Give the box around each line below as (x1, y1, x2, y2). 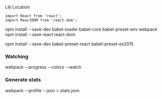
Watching (5, 53, 29, 60)
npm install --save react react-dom (5, 32, 76, 37)
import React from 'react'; (5, 14, 62, 19)
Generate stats (5, 77, 41, 83)
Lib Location (5, 4, 30, 10)
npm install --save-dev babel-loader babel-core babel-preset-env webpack (5, 26, 158, 32)
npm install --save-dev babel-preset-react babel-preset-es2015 (5, 41, 134, 47)
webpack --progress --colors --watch (5, 64, 82, 70)
